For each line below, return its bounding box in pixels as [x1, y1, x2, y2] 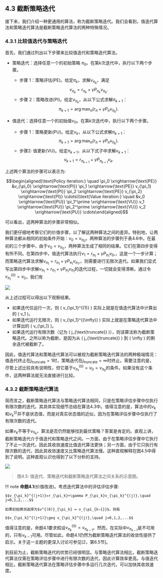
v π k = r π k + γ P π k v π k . [69, 87, 108, 95]
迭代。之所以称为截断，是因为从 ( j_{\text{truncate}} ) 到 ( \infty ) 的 [16, 335, 151, 341]
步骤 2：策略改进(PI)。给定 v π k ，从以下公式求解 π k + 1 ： [19, 96, 128, 104]
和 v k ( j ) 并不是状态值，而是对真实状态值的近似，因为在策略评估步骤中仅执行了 [5, 410, 158, 418]
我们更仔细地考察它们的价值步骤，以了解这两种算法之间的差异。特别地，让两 [5, 229, 158, 235]
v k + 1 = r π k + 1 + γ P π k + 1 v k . [64, 157, 114, 164]
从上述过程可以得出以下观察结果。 [5, 295, 73, 301]
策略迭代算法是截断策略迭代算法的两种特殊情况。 [13, 24, 112, 30]
